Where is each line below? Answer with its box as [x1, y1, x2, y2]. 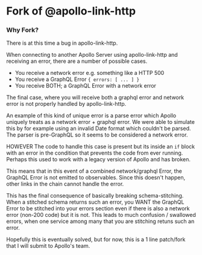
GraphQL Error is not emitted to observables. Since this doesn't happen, [6, 174, 186, 181]
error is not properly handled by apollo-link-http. [6, 100, 127, 108]
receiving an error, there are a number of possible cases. [6, 57, 148, 65]
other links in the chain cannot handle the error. [6, 180, 124, 188]
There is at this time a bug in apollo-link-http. [6, 39, 118, 47]
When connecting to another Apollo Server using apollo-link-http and [6, 51, 178, 59]
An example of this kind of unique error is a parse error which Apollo [6, 112, 177, 119]
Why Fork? [6, 26, 39, 34]
